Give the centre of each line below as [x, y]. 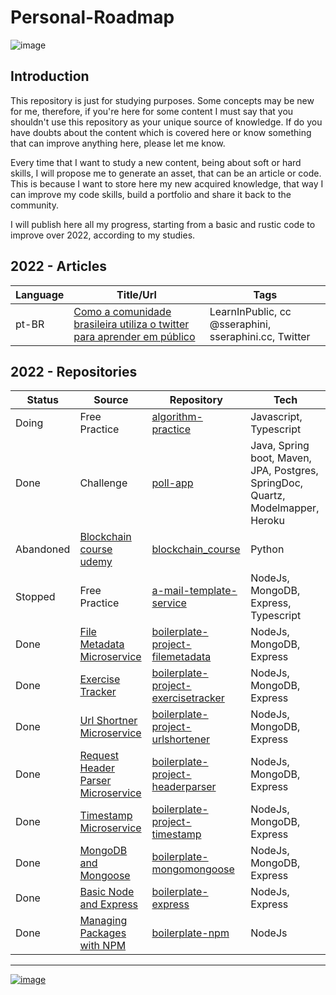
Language [40, 294]
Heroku [267, 521]
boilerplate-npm [190, 933]
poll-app [172, 483]
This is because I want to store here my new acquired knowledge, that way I [167, 183]
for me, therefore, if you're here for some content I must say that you [152, 111]
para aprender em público [134, 336]
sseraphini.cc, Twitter [260, 336]
